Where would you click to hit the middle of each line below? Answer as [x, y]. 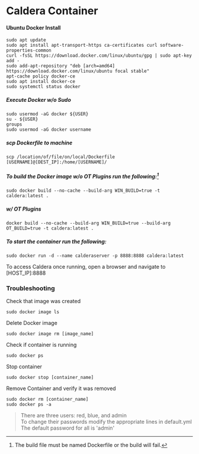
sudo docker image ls [33, 312]
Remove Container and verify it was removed [61, 388]
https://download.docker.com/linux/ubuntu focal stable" [78, 71]
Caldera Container [52, 11]
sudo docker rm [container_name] [47, 400]
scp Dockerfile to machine [39, 143]
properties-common [29, 51]
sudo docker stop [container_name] [50, 378]
